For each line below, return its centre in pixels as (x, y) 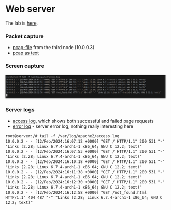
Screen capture (25, 66)
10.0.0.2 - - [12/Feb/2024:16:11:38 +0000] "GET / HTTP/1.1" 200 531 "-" (85, 172)
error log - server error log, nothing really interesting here (73, 126)
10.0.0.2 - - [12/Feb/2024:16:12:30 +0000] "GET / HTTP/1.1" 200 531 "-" (85, 182)
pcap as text (26, 53)
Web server (31, 9)
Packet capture (25, 36)
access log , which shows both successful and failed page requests (83, 121)
